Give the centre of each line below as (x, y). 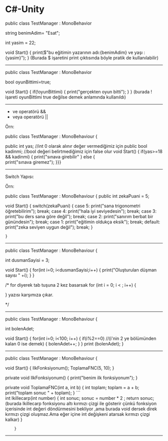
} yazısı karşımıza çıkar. (29, 295)
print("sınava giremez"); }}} (33, 162)
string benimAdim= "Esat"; (32, 33)
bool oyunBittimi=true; (28, 82)
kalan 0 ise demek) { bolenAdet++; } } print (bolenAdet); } (64, 343)
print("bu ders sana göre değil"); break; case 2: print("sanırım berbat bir (79, 216)
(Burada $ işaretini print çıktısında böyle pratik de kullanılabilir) (94, 58)
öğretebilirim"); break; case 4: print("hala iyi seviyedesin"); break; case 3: (81, 211)
